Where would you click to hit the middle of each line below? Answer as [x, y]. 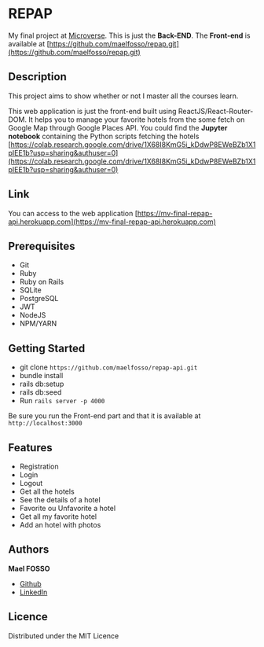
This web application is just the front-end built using [92, 111]
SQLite [30, 290]
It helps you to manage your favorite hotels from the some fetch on [137, 119]
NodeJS [33, 315]
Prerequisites [42, 246]
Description [37, 77]
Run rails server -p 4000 [62, 401]
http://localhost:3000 [45, 424]
